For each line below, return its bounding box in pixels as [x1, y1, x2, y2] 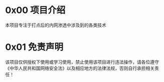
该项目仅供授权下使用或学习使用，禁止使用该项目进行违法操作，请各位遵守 [5, 58, 159, 65]
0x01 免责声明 [5, 41, 64, 53]
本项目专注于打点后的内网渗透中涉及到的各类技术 [5, 22, 106, 28]
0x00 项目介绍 [5, 4, 66, 16]
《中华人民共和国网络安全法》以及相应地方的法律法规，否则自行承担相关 [5, 65, 154, 71]
